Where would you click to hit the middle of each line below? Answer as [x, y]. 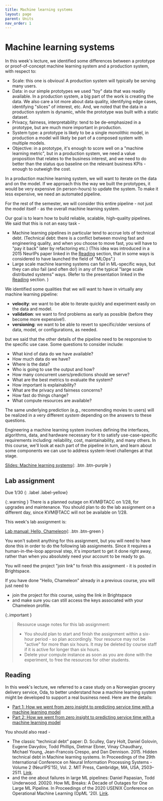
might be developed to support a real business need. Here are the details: [79, 697]
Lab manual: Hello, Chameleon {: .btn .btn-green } [54, 531]
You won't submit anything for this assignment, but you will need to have [78, 541]
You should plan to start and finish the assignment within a [83, 634]
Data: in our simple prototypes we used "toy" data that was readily [79, 91]
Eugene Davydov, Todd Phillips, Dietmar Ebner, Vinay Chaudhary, [78, 746]
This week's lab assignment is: [36, 522]
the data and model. [32, 309]
